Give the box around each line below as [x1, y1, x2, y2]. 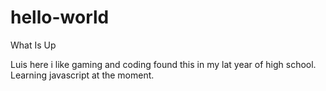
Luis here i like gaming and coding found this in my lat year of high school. [10, 58, 317, 70]
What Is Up [10, 39, 57, 51]
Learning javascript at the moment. [10, 69, 155, 81]
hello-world [10, 6, 110, 29]
